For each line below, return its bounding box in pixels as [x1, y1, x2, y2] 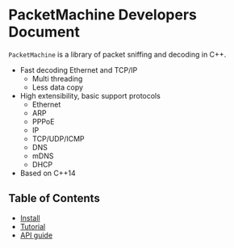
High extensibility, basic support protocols [19, 90, 161, 100]
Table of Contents [8, 191, 101, 205]
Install [19, 212, 40, 223]
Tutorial [19, 221, 46, 231]
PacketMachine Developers [8, 6, 198, 24]
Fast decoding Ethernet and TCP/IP [19, 65, 138, 74]
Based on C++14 [19, 168, 76, 178]
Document [8, 23, 81, 41]
